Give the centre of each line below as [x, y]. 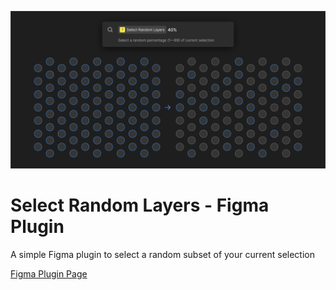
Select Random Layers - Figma [140, 205]
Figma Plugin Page [49, 273]
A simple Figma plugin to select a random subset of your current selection [162, 254]
